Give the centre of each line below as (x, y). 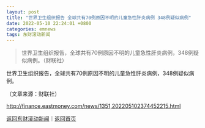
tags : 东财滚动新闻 (28, 35)
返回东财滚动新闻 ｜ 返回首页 (41, 119)
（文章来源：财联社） (33, 94)
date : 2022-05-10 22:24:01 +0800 (49, 23)
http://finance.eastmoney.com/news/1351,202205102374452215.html (94, 106)
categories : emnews (31, 29)
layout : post (23, 12)
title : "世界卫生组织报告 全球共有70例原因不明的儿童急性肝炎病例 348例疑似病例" (99, 18)
